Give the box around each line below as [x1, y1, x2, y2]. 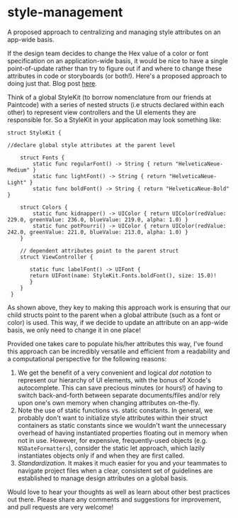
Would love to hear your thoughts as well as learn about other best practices [7, 487, 230, 496]
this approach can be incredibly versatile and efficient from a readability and [7, 347, 230, 356]
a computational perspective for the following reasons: [7, 354, 167, 363]
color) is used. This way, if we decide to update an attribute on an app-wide [7, 318, 229, 326]
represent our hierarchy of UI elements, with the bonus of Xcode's [17, 375, 211, 384]
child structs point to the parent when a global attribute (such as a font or [7, 310, 221, 319]
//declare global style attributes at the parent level [7, 141, 176, 149]
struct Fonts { [20, 154, 65, 161]
